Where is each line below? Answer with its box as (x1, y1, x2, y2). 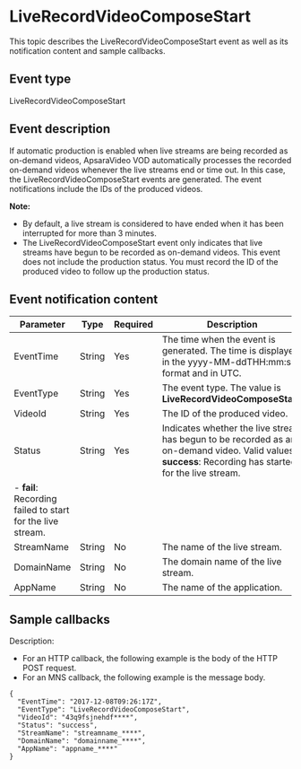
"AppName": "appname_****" (17, 745, 118, 754)
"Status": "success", (17, 721, 99, 730)
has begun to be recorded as (161, 433, 284, 446)
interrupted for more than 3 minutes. (21, 227, 157, 239)
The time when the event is (161, 334, 276, 346)
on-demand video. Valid (161, 444, 264, 457)
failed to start (13, 504, 70, 517)
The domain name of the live (161, 555, 282, 568)
